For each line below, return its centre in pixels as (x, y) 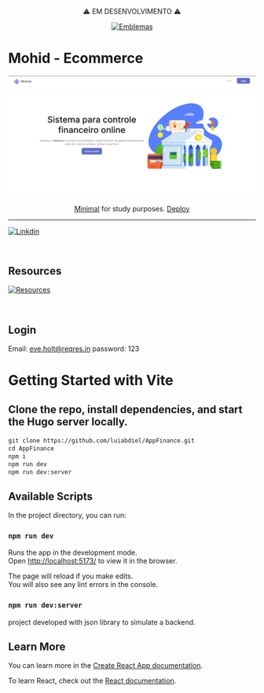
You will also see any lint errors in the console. (83, 585)
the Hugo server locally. (68, 422)
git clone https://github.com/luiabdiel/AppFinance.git (101, 441)
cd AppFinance (31, 449)
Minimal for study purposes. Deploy (132, 208)
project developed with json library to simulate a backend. (102, 622)
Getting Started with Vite (91, 381)
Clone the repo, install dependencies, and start (125, 409)
